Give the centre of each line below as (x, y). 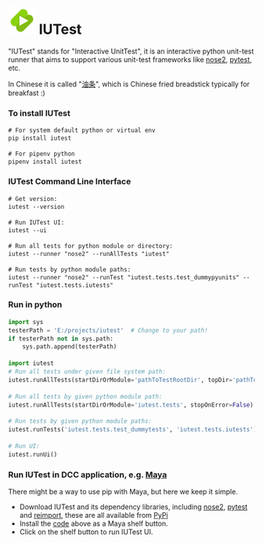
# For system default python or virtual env (82, 131)
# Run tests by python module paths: (70, 269)
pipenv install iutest (45, 162)
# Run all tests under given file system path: (87, 372)
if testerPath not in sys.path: (61, 339)
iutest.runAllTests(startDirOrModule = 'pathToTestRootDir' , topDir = (121, 380)
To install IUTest (39, 113)
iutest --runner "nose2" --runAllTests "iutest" (89, 253)
